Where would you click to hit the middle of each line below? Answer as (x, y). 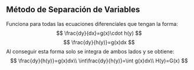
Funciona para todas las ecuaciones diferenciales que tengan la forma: (92, 24)
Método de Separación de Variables (73, 10)
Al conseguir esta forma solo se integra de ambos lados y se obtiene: (90, 51)
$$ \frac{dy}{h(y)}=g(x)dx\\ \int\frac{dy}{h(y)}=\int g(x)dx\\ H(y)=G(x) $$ (99, 61)
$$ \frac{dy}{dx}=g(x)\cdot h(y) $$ (99, 33)
